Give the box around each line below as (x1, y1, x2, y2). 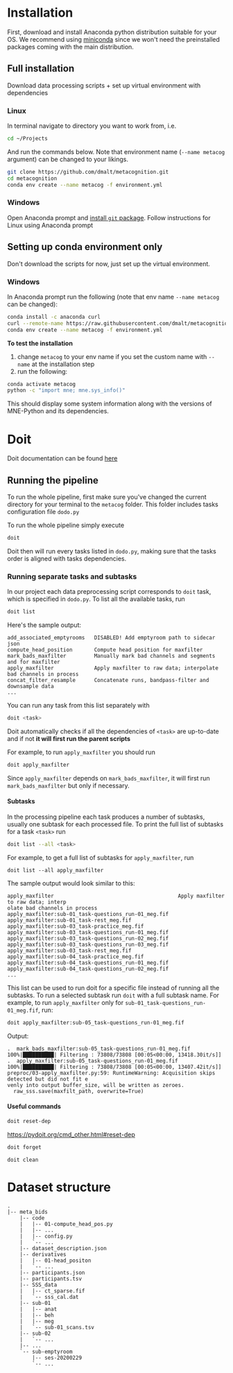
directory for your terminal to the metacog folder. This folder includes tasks (7, 500, 218, 508)
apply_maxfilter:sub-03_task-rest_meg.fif (7, 947, 132, 954)
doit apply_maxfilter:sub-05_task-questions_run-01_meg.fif (7, 1019, 185, 1026)
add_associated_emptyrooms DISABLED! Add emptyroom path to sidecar (7, 634, 216, 642)
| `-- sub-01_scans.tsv (19, 1324, 95, 1331)
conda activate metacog (7, 381, 76, 388)
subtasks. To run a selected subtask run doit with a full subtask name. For (7, 991, 220, 999)
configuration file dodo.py (7, 508, 80, 516)
